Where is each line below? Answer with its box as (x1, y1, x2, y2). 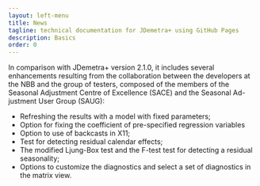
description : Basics (8, 33, 77, 42)
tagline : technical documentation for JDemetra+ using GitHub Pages (8, 26, 239, 34)
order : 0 (8, 41, 37, 49)
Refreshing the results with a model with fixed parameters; (19, 112, 212, 121)
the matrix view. (19, 171, 72, 180)
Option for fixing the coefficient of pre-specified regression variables (19, 120, 246, 130)
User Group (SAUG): (38, 97, 105, 106)
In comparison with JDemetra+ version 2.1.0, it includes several (8, 63, 215, 72)
